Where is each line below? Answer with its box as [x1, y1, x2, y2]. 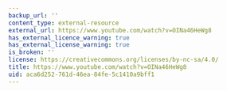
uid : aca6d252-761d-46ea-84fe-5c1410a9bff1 [8, 70, 155, 78]
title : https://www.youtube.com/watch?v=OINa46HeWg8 [8, 63, 187, 71]
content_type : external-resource [8, 19, 119, 27]
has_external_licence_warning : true [8, 33, 130, 42]
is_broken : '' [8, 48, 56, 56]
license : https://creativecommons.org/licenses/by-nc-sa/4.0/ [8, 56, 219, 64]
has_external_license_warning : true [8, 41, 130, 49]
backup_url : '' [8, 11, 59, 20]
